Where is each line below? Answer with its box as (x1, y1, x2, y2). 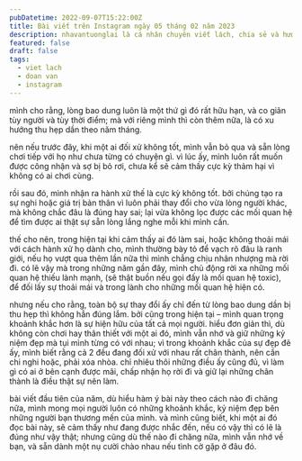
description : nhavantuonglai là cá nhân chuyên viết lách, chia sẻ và (9, 30, 280, 39)
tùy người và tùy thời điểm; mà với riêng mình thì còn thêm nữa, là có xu (9, 114, 274, 125)
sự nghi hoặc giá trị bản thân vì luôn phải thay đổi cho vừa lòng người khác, (9, 197, 288, 208)
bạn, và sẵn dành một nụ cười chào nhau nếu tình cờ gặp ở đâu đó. (9, 440, 257, 451)
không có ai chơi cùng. (9, 170, 94, 181)
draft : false (9, 47, 58, 56)
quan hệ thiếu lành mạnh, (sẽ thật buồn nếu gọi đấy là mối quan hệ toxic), (9, 272, 281, 283)
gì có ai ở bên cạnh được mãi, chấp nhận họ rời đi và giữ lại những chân (9, 366, 274, 376)
